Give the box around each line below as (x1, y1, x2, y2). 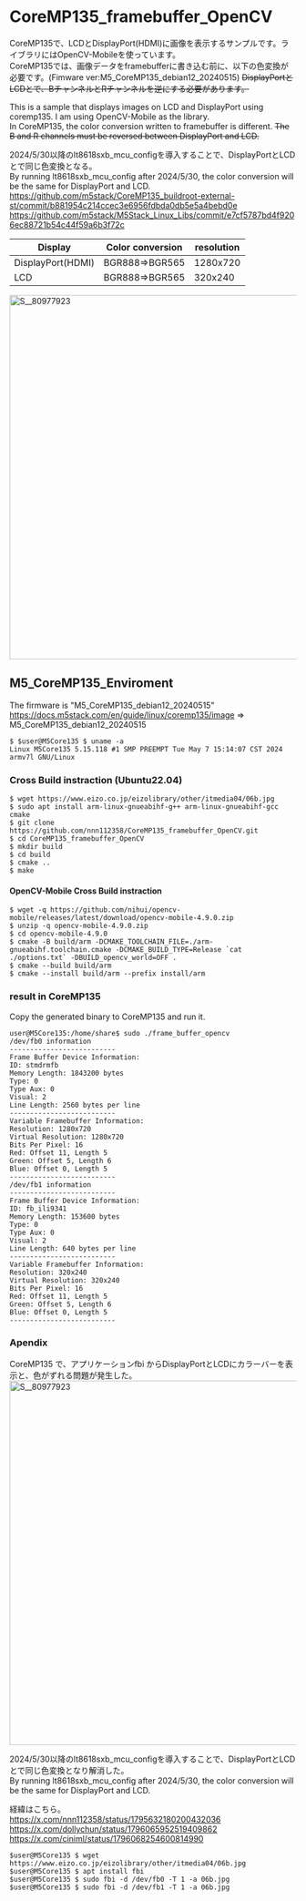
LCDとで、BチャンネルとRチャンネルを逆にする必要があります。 (9, 83, 250, 94)
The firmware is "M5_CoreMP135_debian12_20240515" (9, 700, 215, 710)
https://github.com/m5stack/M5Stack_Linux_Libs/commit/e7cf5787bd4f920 (9, 210, 295, 220)
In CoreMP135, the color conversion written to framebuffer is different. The (9, 120, 290, 131)
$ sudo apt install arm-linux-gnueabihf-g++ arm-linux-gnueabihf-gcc (9, 802, 280, 812)
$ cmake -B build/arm (9, 937, 92, 946)
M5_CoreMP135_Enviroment (9, 676, 174, 691)
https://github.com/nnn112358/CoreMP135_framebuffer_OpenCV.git (9, 826, 259, 835)
